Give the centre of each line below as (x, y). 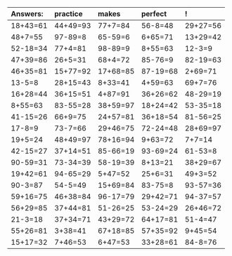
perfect (154, 14)
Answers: (27, 14)
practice (69, 14)
